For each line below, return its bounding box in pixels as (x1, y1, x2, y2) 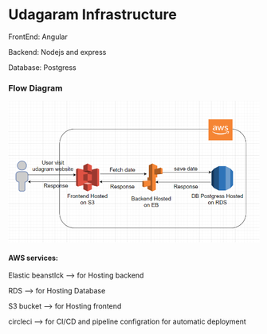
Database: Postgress (8, 62, 77, 72)
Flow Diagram (8, 82, 63, 93)
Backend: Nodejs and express (8, 47, 107, 56)
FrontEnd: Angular (8, 32, 68, 41)
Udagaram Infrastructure (8, 6, 177, 24)
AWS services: (8, 253, 58, 262)
